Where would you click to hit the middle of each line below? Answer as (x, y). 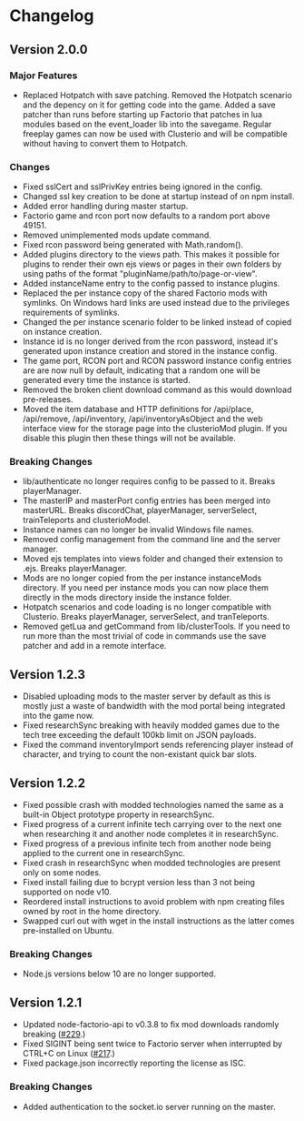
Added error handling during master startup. (105, 207)
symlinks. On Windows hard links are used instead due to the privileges (156, 303)
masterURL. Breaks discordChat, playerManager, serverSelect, (140, 510)
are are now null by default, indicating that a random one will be (142, 370)
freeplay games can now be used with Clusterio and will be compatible (155, 134)
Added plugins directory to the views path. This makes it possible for (151, 255)
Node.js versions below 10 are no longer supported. (119, 974)
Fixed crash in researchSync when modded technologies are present (152, 863)
